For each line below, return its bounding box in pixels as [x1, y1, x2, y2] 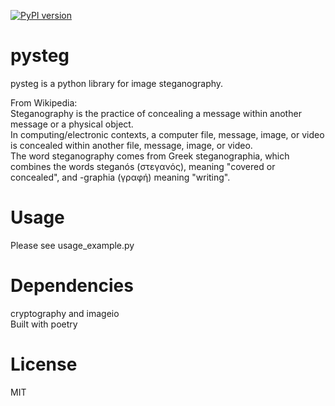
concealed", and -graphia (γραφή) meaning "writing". [10, 171, 231, 183]
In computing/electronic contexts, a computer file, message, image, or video [10, 128, 325, 140]
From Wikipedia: [10, 96, 78, 109]
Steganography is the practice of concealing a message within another [10, 107, 302, 119]
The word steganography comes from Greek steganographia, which [10, 150, 290, 162]
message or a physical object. [10, 118, 134, 130]
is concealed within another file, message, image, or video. [10, 139, 253, 151]
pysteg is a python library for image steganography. [10, 77, 224, 89]
